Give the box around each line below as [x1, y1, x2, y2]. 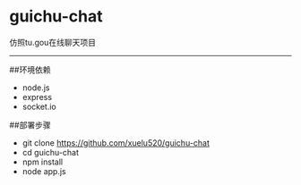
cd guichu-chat [21, 147, 79, 157]
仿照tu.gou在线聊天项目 [9, 37, 97, 47]
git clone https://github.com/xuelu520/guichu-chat [21, 137, 211, 148]
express [21, 91, 52, 102]
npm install [21, 156, 64, 167]
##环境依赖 [9, 64, 51, 75]
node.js [21, 82, 51, 93]
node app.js [21, 165, 66, 176]
